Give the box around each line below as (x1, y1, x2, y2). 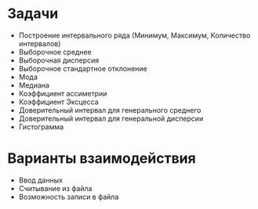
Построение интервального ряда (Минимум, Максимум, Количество (18, 31, 251, 40)
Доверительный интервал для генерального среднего (18, 105, 202, 114)
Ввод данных (18, 175, 64, 185)
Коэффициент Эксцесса (18, 97, 99, 106)
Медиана (18, 80, 50, 90)
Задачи (7, 5, 59, 23)
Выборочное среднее (18, 47, 92, 56)
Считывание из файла (18, 183, 93, 193)
